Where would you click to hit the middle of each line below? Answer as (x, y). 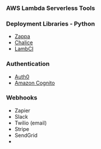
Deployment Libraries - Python (50, 23)
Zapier (22, 110)
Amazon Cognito (35, 83)
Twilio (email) (31, 123)
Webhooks (22, 98)
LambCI (24, 49)
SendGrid (26, 135)
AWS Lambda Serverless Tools (50, 8)
